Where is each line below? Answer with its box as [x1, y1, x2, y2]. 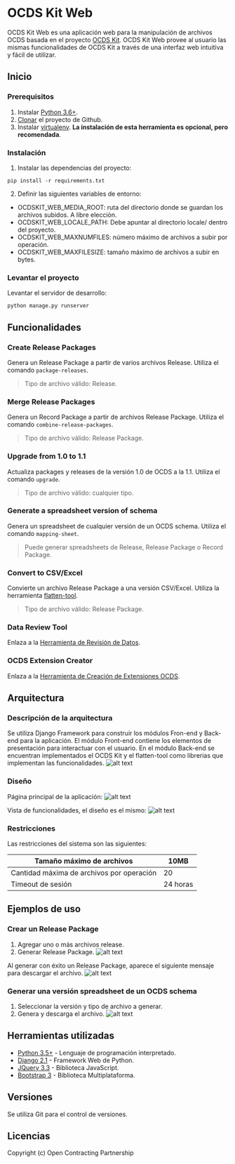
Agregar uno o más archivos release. [17, 940, 124, 949]
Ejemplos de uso [7, 903, 81, 915]
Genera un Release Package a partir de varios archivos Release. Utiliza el [7, 358, 219, 366]
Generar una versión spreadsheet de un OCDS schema [7, 986, 198, 996]
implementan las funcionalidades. [7, 759, 105, 768]
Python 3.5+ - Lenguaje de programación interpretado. [17, 1048, 177, 1057]
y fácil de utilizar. [7, 51, 57, 59]
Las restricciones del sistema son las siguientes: [7, 839, 147, 848]
